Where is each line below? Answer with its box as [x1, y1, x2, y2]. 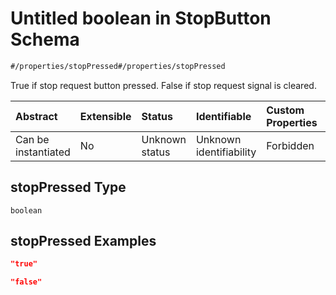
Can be [15, 132, 50, 146]
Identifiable [195, 109, 252, 123]
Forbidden [266, 138, 315, 152]
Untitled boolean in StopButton [10, 7, 272, 30]
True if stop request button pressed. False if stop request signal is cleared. [10, 79, 317, 91]
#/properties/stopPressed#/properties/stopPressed [10, 61, 226, 71]
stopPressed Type [10, 179, 127, 196]
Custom [266, 103, 305, 117]
